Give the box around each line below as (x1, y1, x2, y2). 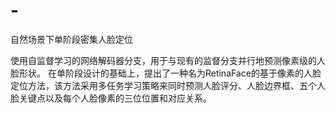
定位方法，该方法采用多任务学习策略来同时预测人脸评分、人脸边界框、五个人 (10, 79, 326, 91)
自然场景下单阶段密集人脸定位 (10, 33, 133, 45)
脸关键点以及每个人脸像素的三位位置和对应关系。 (10, 92, 212, 104)
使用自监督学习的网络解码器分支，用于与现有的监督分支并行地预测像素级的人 (10, 54, 326, 66)
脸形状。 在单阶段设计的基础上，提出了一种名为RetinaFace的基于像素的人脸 (10, 67, 322, 79)
